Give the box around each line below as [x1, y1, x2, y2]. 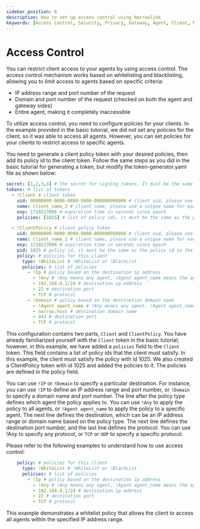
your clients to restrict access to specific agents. [6, 139, 126, 146]
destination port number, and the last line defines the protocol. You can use [6, 424, 191, 431]
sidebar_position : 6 [6, 8, 58, 15]
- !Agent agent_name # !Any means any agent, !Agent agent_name [32, 302, 196, 309]
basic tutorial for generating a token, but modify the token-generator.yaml [6, 163, 187, 171]
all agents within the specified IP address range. [6, 516, 124, 523]
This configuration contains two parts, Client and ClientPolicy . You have [6, 330, 187, 338]
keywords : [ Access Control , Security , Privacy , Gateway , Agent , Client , [6, 20, 190, 26]
